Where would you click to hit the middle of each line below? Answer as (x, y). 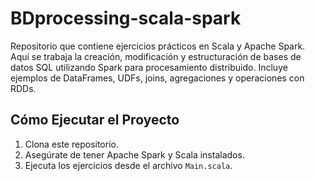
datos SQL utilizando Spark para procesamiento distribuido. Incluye (149, 67)
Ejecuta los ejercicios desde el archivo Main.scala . (128, 165)
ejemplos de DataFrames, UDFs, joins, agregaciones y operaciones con (157, 78)
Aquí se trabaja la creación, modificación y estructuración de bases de (156, 56)
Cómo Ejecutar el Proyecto (95, 120)
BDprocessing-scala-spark (126, 18)
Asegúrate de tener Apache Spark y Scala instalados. (134, 154)
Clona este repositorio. (71, 144)
